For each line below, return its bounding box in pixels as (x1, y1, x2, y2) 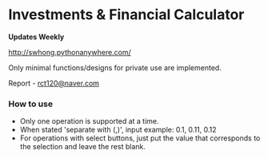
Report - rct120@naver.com (8, 78, 100, 88)
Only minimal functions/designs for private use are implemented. (8, 62, 222, 73)
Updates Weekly (8, 32, 65, 41)
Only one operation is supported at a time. (19, 117, 159, 126)
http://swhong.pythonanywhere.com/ (8, 47, 132, 57)
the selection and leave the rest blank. (19, 142, 146, 152)
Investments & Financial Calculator (8, 6, 245, 24)
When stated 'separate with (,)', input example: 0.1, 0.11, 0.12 (19, 125, 218, 135)
